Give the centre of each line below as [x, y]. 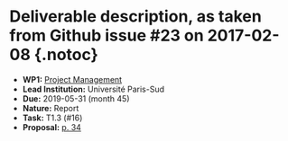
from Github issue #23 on [107, 35]
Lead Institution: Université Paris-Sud [93, 89]
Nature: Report [51, 108]
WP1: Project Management [72, 79]
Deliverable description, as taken [135, 17]
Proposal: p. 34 [51, 127]
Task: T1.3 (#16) [52, 118]
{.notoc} [66, 55]
